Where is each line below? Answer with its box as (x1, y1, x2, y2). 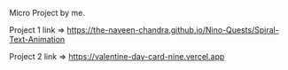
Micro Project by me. (9, 8, 86, 18)
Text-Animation (9, 35, 66, 44)
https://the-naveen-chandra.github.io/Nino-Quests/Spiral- (66, 25, 279, 35)
